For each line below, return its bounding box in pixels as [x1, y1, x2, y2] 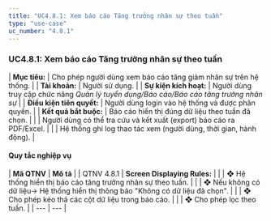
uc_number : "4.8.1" [8, 27, 75, 35]
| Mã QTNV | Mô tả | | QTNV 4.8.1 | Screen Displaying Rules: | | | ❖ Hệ [8, 168, 246, 178]
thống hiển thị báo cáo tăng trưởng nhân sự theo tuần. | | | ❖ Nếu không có [8, 177, 260, 187]
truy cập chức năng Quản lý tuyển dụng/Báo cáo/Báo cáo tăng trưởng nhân [8, 89, 263, 99]
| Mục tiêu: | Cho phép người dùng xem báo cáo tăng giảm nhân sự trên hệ [8, 72, 260, 82]
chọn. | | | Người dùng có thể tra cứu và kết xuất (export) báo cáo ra [8, 115, 235, 125]
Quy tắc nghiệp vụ [8, 151, 71, 160]
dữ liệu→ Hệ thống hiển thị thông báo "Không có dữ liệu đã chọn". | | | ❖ [8, 185, 252, 195]
